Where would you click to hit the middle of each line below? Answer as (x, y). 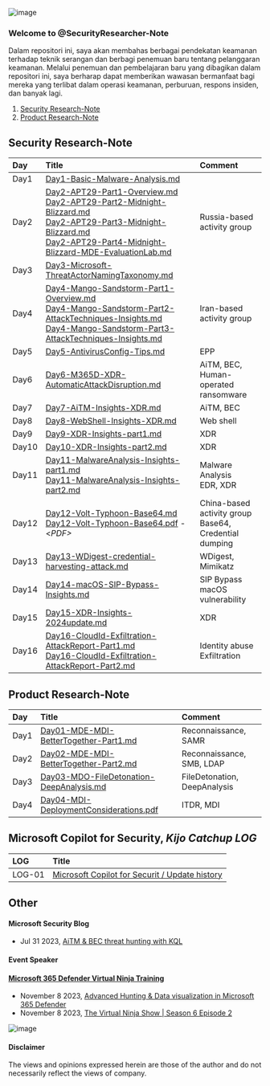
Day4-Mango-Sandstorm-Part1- (110, 288)
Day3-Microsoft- (79, 265)
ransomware (223, 395)
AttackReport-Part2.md (90, 666)
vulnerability (223, 600)
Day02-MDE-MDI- (77, 753)
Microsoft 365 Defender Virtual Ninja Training (86, 978)
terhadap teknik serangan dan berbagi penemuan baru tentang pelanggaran (134, 59)
